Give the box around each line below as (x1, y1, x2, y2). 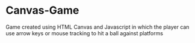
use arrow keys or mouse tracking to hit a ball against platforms (5, 29, 164, 36)
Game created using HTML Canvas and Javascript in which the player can (5, 23, 190, 30)
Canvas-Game (5, 4, 79, 17)
